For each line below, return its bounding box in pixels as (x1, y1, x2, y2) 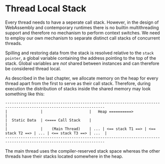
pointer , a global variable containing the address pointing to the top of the (5, 55, 157, 61)
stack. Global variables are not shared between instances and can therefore (5, 60, 160, 66)
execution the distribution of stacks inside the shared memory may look (5, 85, 151, 91)
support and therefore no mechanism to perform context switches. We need (5, 30, 160, 36)
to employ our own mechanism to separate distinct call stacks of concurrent (5, 35, 160, 41)
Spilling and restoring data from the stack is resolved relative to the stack (5, 50, 154, 56)
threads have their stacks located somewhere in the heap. (5, 153, 124, 159)
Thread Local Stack (5, 3, 86, 14)
